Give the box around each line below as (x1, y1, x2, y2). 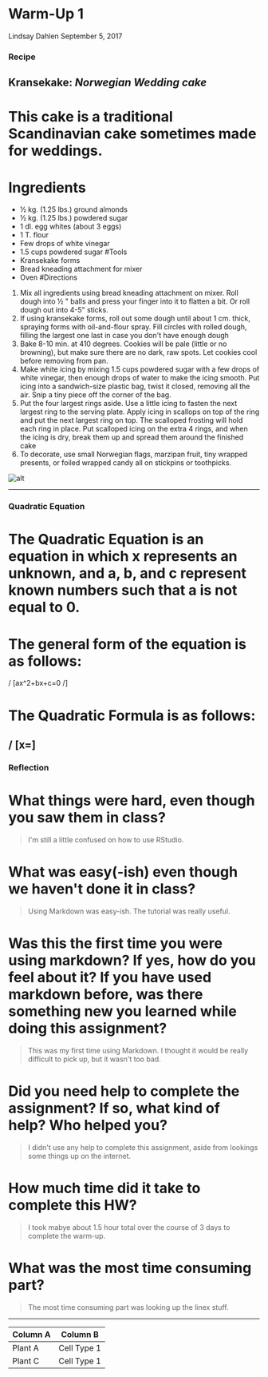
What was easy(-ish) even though (8, 863, 238, 882)
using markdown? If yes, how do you (8, 951, 257, 969)
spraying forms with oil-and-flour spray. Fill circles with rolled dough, (19, 322, 247, 332)
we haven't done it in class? (8, 880, 196, 898)
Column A (12, 1328, 51, 1339)
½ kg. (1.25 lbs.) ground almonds (19, 205, 128, 214)
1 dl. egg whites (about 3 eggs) (19, 221, 122, 232)
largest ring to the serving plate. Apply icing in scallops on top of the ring (19, 407, 260, 416)
